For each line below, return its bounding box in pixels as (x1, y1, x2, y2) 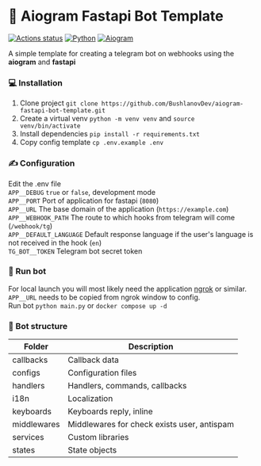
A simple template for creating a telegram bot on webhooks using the (8, 48, 235, 58)
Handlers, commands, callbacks (67, 380, 187, 392)
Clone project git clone (19, 98, 98, 108)
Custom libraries (67, 432, 129, 443)
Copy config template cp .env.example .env (19, 138, 164, 147)
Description (128, 341, 174, 352)
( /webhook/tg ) (8, 221, 53, 231)
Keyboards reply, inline (67, 406, 153, 417)
